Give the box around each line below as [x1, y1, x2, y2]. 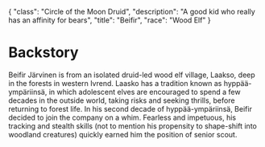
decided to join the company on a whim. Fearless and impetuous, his [8, 112, 236, 122]
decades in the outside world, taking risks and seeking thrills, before [8, 96, 235, 105]
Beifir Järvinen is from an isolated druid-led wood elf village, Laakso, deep [8, 70, 255, 80]
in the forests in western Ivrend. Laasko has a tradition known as [8, 78, 222, 88]
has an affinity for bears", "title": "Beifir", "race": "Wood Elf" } [8, 15, 211, 25]
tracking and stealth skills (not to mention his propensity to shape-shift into [8, 120, 258, 131]
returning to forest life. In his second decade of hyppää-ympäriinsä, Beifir [8, 104, 252, 113]
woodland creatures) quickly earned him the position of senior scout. [8, 129, 238, 139]
